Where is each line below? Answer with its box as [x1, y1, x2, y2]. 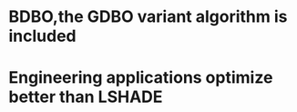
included [8, 25, 77, 46]
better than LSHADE [8, 87, 163, 107]
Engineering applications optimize [8, 67, 273, 88]
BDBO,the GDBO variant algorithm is [8, 6, 288, 27]
